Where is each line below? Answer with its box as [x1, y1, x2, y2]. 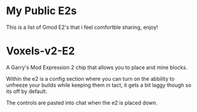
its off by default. [6, 87, 48, 95]
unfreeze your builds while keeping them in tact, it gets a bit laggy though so [6, 81, 192, 88]
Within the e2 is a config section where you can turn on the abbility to [6, 75, 175, 82]
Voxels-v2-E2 [6, 44, 75, 58]
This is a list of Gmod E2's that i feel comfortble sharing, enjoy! [6, 24, 158, 31]
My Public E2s [6, 4, 77, 18]
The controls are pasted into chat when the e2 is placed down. [6, 99, 158, 106]
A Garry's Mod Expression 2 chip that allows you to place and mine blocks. [6, 64, 188, 71]
